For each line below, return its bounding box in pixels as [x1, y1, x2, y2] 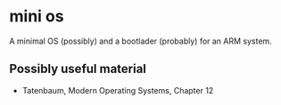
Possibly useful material [9, 61, 147, 77]
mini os [9, 6, 64, 27]
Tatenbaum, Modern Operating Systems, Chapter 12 [21, 85, 214, 95]
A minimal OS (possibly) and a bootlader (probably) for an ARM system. [9, 36, 272, 46]
